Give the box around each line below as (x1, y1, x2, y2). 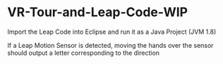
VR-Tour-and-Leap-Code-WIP (7, 4, 188, 20)
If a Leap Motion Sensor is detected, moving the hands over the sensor (7, 41, 214, 49)
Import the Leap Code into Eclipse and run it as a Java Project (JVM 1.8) (7, 27, 217, 36)
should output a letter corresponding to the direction (7, 49, 160, 57)
